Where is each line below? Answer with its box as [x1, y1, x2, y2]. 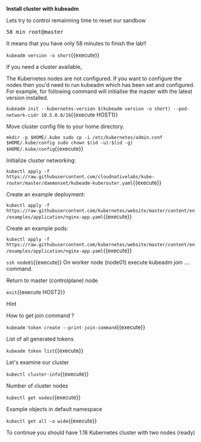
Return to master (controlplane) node [6, 277, 98, 284]
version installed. [6, 94, 49, 101]
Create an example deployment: [6, 191, 85, 198]
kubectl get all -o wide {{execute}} [6, 417, 97, 424]
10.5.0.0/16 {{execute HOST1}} [41, 111, 119, 118]
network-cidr [6, 112, 39, 118]
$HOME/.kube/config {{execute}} [6, 145, 84, 152]
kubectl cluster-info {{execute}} [6, 371, 89, 377]
